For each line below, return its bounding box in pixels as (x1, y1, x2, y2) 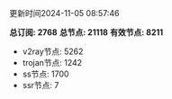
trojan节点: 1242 (22, 58, 83, 67)
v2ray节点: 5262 (22, 46, 84, 57)
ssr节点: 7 (22, 80, 59, 90)
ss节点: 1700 (22, 68, 69, 79)
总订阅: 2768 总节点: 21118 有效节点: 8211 (9, 27, 164, 38)
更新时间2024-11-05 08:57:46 (9, 8, 120, 18)
